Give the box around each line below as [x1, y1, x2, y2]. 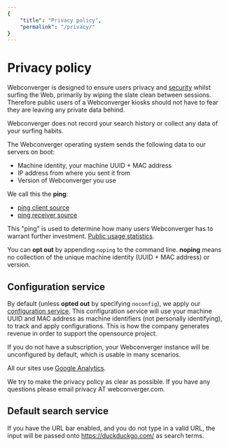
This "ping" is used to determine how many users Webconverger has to [7, 225, 214, 233]
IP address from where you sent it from [17, 169, 131, 178]
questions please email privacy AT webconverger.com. [7, 385, 166, 393]
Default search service [7, 405, 109, 418]
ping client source [17, 204, 70, 212]
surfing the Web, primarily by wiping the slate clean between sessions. [7, 91, 211, 99]
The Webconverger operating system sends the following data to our [7, 140, 206, 149]
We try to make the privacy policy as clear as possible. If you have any [7, 378, 211, 386]
